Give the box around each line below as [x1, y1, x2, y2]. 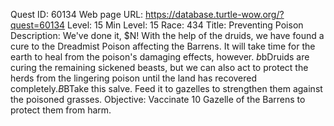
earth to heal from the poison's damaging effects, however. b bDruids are [10, 51, 310, 63]
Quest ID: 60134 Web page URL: [10, 9, 144, 20]
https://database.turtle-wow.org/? [145, 9, 285, 20]
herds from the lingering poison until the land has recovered [10, 72, 258, 84]
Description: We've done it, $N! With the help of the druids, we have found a [10, 30, 325, 41]
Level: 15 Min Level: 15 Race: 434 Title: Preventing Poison [67, 19, 304, 31]
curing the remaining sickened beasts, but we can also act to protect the [10, 62, 309, 73]
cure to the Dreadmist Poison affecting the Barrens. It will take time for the [10, 40, 316, 52]
